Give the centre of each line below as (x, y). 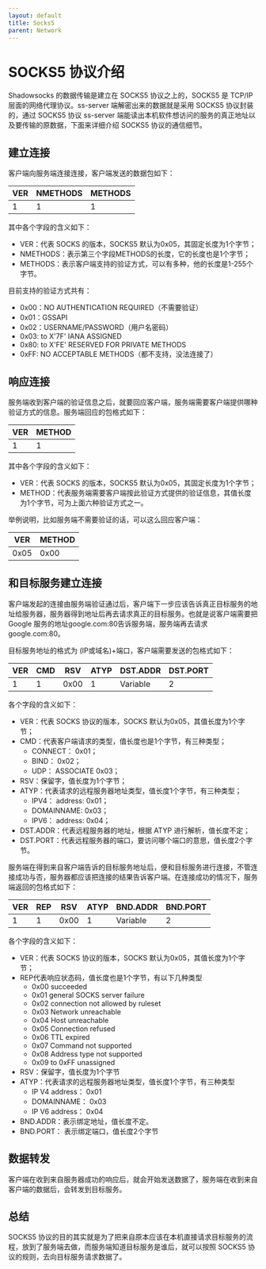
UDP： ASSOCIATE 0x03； (76, 771)
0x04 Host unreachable (70, 1020)
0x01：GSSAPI (44, 317)
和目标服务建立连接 (55, 583)
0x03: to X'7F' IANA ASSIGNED (71, 336)
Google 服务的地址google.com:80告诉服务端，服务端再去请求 (108, 623)
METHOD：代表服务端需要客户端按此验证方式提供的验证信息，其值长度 (135, 493)
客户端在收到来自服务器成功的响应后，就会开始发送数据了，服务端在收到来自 (133, 1179)
